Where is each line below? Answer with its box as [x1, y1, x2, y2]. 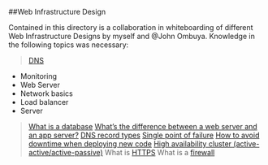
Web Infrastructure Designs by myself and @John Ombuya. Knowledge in [8, 32, 256, 41]
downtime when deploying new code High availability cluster [28, 139, 232, 149]
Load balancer [19, 98, 69, 106]
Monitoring [19, 72, 57, 80]
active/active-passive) [28, 148, 103, 157]
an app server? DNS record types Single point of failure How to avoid [28, 130, 260, 140]
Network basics [19, 89, 73, 98]
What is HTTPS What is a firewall [104, 148, 215, 157]
